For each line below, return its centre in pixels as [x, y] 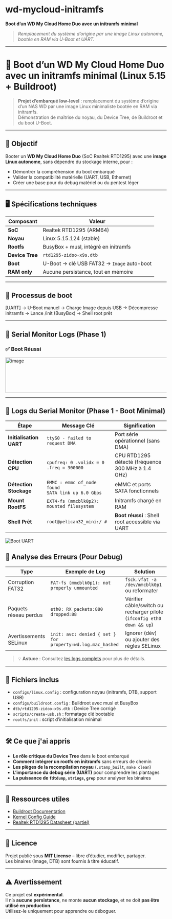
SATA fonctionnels [137, 491]
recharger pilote [144, 612]
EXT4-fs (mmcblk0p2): [73, 501]
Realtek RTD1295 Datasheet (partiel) [51, 822]
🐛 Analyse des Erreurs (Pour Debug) [64, 557]
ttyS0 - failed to [69, 438]
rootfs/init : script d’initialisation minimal [57, 719]
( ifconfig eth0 [143, 618]
